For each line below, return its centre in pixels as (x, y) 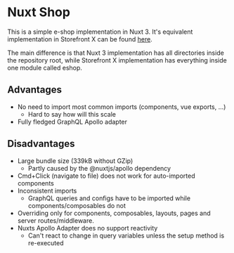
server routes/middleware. (56, 220)
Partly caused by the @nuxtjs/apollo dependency (99, 168)
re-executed (46, 242)
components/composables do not (77, 205)
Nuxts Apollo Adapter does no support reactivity (87, 228)
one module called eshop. (45, 67)
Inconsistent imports (47, 190)
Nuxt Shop (39, 12)
